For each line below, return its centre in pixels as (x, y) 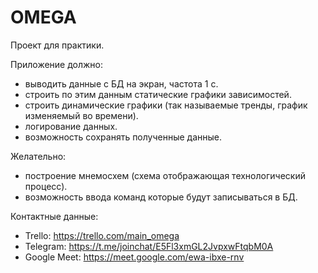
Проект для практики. (57, 45)
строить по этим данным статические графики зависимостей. (158, 94)
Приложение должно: (57, 64)
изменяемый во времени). (81, 115)
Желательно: (38, 156)
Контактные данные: (54, 216)
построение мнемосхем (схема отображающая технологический (165, 175)
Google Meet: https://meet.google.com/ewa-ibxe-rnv (134, 257)
